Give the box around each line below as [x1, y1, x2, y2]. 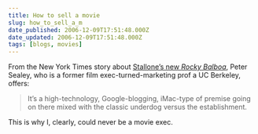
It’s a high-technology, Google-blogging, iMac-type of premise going [27, 94, 252, 103]
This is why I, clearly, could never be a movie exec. [8, 118, 173, 127]
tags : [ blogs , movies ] [8, 41, 83, 49]
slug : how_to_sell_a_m [8, 19, 83, 27]
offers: [8, 79, 30, 89]
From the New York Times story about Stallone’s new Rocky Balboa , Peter [8, 62, 248, 71]
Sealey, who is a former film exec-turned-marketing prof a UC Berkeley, [8, 71, 241, 80]
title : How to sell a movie [8, 11, 101, 20]
